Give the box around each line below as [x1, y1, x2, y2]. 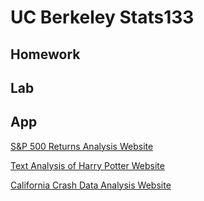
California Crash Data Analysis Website [10, 179, 172, 191]
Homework [10, 46, 81, 63]
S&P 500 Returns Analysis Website [10, 140, 154, 152]
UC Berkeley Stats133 [10, 6, 195, 29]
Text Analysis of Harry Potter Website [10, 159, 165, 171]
